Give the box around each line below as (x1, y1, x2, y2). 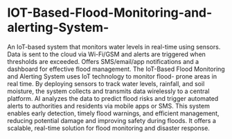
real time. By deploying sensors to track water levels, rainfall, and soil (7, 79, 205, 88)
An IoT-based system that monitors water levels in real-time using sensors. (7, 42, 221, 51)
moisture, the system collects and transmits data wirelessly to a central (7, 87, 210, 95)
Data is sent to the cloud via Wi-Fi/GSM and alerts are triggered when (7, 50, 206, 58)
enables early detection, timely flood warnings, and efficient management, (7, 109, 220, 117)
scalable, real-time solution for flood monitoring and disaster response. (7, 124, 210, 132)
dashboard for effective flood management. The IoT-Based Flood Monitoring (7, 65, 225, 73)
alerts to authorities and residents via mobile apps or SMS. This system (7, 101, 210, 110)
